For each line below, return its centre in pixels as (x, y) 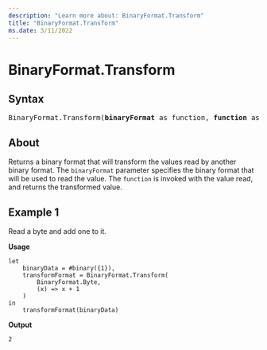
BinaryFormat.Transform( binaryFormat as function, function (128, 118)
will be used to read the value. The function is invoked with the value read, (131, 179)
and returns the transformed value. (66, 187)
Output (20, 325)
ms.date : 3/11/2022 (41, 30)
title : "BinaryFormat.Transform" (64, 23)
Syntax (26, 99)
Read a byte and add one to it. (58, 231)
